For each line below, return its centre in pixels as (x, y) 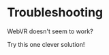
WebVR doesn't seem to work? (50, 31)
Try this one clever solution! (46, 44)
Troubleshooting (55, 13)
